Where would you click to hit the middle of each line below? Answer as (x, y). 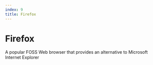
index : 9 (14, 10)
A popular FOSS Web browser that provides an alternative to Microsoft (76, 52)
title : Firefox (21, 14)
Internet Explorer (22, 58)
